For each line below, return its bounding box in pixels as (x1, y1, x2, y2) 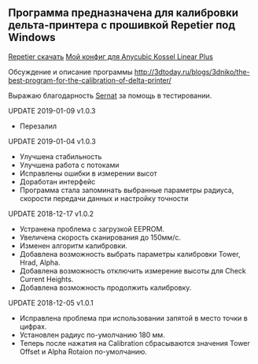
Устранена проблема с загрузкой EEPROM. (19, 224, 165, 233)
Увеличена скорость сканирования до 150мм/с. (19, 232, 181, 242)
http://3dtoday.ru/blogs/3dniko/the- (134, 67, 250, 76)
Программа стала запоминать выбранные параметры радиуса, (19, 185, 234, 195)
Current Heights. (19, 274, 74, 284)
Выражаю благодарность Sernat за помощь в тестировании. (8, 91, 212, 100)
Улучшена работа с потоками (19, 160, 120, 169)
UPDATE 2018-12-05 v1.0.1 (8, 298, 94, 307)
